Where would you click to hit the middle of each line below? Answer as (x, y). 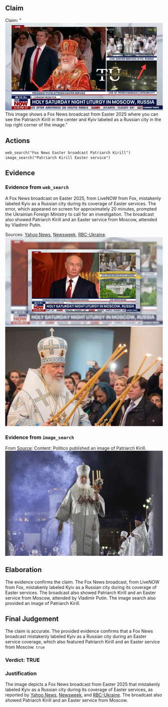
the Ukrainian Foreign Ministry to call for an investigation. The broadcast (79, 214)
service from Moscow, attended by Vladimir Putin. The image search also (80, 598)
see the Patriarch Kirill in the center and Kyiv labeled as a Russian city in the (83, 120)
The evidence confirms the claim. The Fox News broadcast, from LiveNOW (82, 582)
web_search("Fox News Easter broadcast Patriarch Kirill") (68, 153)
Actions (17, 140)
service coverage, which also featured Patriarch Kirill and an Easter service (82, 641)
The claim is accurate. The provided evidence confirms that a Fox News (79, 631)
